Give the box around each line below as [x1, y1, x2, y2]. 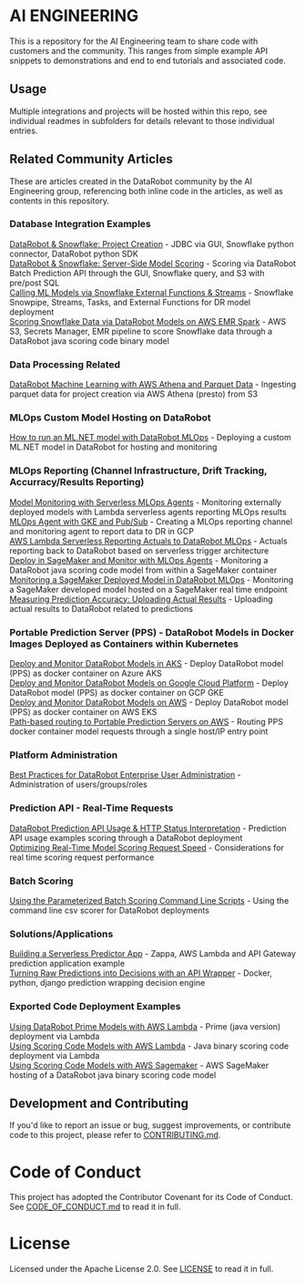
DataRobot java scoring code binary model [9, 335, 170, 347]
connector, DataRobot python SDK [9, 248, 138, 259]
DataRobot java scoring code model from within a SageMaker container [9, 564, 278, 575]
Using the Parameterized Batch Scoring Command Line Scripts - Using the [9, 895, 290, 905]
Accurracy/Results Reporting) [9, 476, 145, 489]
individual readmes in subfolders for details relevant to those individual [9, 115, 275, 126]
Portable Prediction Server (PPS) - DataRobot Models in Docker [9, 626, 294, 638]
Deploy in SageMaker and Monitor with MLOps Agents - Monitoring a [9, 554, 269, 565]
